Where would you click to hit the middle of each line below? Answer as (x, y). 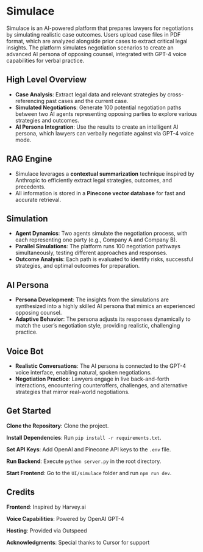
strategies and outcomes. (47, 120)
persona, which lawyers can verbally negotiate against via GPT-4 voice (104, 133)
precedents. (30, 187)
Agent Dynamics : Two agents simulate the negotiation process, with (101, 234)
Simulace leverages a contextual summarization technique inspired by (105, 174)
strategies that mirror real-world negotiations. (72, 392)
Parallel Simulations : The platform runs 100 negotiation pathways (98, 246)
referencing (30, 101)
